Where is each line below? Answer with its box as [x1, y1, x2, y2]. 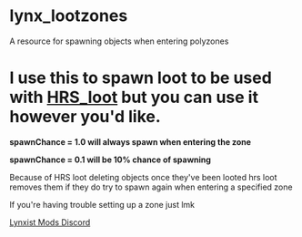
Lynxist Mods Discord [9, 216, 91, 228]
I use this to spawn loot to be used [9, 67, 273, 88]
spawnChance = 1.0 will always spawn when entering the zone [9, 136, 252, 147]
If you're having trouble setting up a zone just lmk [9, 199, 196, 210]
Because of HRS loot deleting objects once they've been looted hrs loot [9, 171, 277, 182]
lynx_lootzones [9, 5, 128, 26]
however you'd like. [9, 107, 161, 128]
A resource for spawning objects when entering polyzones [9, 36, 229, 46]
